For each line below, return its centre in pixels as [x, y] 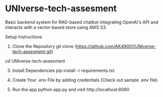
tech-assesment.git [32, 51]
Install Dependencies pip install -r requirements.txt [63, 70]
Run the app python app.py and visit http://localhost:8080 [71, 89]
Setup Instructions [24, 37]
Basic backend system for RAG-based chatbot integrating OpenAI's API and [82, 22]
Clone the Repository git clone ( [44, 46]
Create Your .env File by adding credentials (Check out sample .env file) [85, 80]
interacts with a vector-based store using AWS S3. [56, 27]
